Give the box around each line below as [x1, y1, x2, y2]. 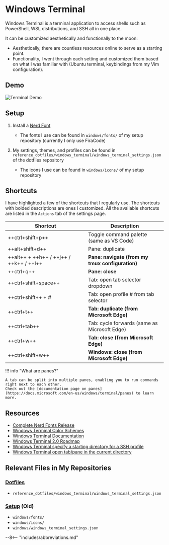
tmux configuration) [88, 260, 137, 267]
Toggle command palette [88, 231, 147, 238]
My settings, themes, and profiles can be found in [12, 147, 116, 153]
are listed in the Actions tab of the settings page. [5, 210, 107, 217]
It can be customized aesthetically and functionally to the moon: [5, 35, 138, 41]
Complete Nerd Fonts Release [12, 422, 74, 428]
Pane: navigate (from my [88, 254, 148, 261]
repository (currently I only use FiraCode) [20, 137, 106, 143]
